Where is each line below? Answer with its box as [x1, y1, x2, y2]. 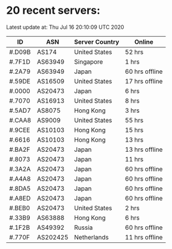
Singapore [74, 58, 103, 66]
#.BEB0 [9, 203, 30, 212]
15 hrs [125, 125, 144, 134]
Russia [74, 223, 93, 232]
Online [134, 37, 153, 46]
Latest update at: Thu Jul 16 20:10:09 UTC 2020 [6, 23, 124, 31]
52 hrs [125, 47, 144, 56]
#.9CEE [9, 125, 30, 134]
